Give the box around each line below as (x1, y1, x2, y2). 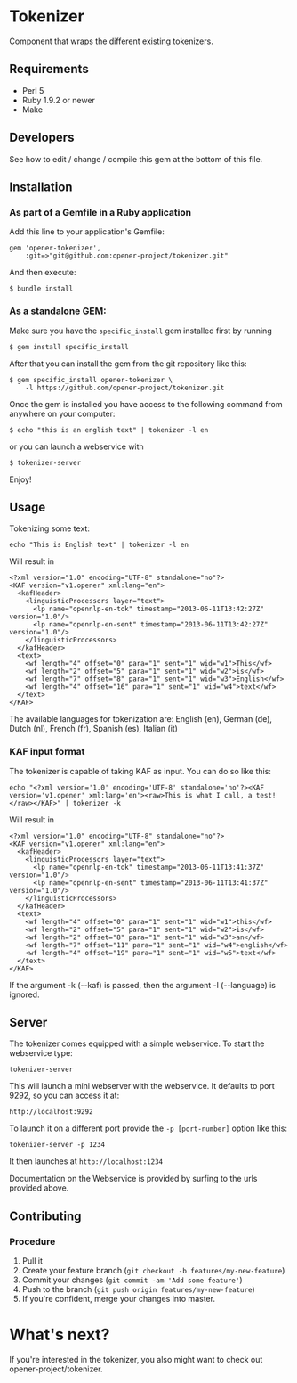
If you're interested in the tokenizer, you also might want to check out (9, 1354, 263, 1365)
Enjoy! (9, 474, 33, 485)
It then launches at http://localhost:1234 (9, 1156, 164, 1166)
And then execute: (9, 267, 76, 278)
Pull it (21, 1256, 43, 1266)
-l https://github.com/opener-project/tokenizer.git (25, 383, 225, 392)
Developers (9, 130, 75, 145)
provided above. (9, 1183, 69, 1193)
